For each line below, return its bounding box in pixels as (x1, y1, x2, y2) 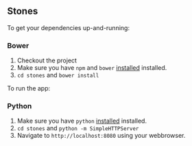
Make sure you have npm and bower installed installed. (16, 64, 167, 72)
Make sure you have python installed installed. (16, 117, 147, 125)
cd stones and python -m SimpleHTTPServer (16, 124, 139, 132)
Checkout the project (16, 56, 77, 64)
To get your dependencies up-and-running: (7, 23, 130, 32)
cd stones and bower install (16, 71, 99, 80)
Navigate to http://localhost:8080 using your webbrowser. (16, 132, 186, 140)
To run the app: (7, 84, 51, 93)
